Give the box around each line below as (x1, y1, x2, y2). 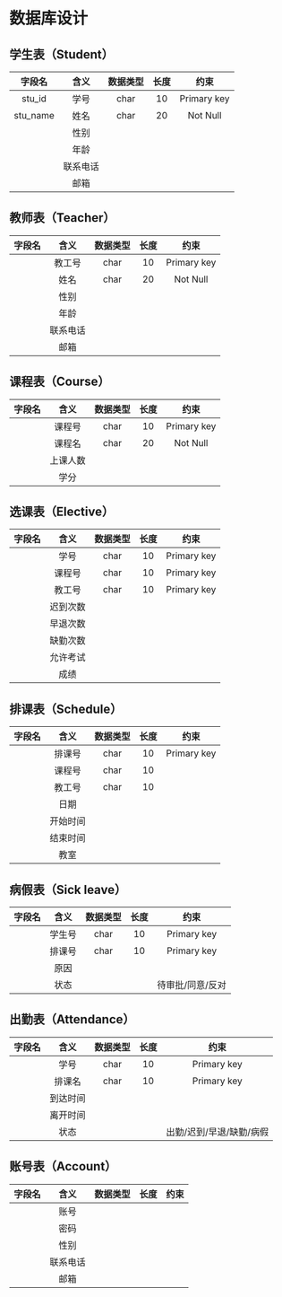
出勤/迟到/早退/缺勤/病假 (166, 1126, 269, 1138)
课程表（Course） (9, 374, 110, 390)
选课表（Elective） (9, 504, 115, 520)
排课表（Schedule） (9, 701, 123, 716)
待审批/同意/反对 (157, 979, 226, 992)
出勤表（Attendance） (9, 1012, 136, 1028)
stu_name (13, 110, 56, 121)
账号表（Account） (9, 1159, 117, 1174)
